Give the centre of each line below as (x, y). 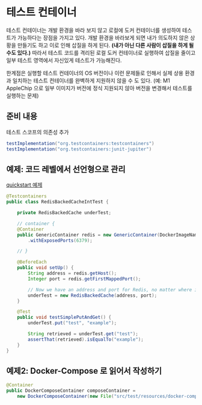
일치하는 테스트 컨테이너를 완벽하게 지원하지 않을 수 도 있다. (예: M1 (91, 80)
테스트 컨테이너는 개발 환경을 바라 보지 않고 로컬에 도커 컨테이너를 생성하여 (94, 30)
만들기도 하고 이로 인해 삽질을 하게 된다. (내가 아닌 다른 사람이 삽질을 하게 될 (106, 45)
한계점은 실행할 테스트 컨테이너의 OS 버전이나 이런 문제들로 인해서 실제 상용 (95, 73)
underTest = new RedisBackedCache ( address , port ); (93, 295)
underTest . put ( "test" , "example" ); (72, 323)
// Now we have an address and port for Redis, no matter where (110, 289)
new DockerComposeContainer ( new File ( (66, 397)
